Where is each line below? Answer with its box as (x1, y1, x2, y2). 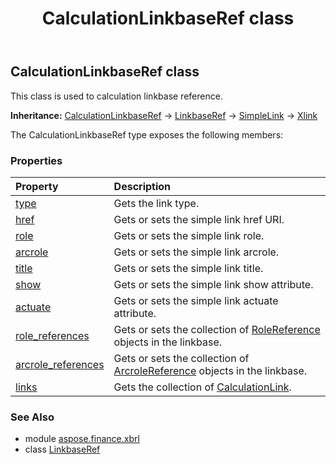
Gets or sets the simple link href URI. (113, 212, 285, 226)
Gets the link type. (113, 196, 200, 210)
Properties (10, 153, 63, 167)
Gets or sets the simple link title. (113, 261, 264, 275)
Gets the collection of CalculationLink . (113, 380, 292, 394)
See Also (10, 410, 55, 424)
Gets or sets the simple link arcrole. (113, 245, 280, 259)
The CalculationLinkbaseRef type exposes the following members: (10, 128, 284, 141)
